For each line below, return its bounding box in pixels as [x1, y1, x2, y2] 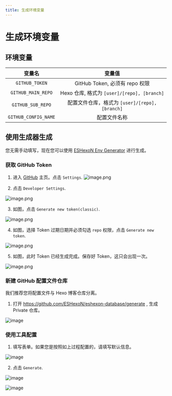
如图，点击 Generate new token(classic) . [12, 206, 100, 212]
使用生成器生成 [5, 133, 53, 142]
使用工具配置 [5, 331, 37, 338]
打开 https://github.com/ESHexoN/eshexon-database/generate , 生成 [12, 301, 158, 307]
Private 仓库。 [12, 307, 42, 313]
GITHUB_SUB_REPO [12, 102, 52, 108]
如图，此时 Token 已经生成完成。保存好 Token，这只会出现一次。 [12, 253, 150, 259]
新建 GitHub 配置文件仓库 [5, 277, 68, 284]
